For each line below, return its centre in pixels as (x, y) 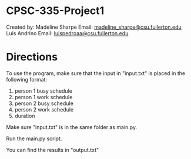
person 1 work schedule (43, 97)
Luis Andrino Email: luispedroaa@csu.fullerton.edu (67, 33)
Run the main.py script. (34, 138)
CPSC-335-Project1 (55, 11)
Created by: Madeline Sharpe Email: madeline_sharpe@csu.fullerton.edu (94, 27)
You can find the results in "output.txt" (53, 150)
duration (25, 116)
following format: (27, 79)
